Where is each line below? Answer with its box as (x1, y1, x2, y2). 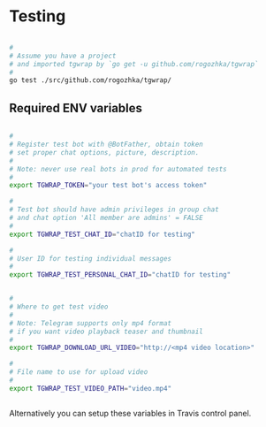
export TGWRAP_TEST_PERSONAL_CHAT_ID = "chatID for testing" (9, 271, 232, 279)
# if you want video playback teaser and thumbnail (9, 327, 203, 336)
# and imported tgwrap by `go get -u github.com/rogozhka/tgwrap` (9, 59, 259, 68)
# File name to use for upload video (9, 368, 148, 377)
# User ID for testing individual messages (9, 254, 172, 263)
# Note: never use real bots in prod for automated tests (9, 164, 227, 173)
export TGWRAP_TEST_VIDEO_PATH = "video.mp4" (9, 384, 172, 393)
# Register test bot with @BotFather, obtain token (9, 140, 203, 149)
